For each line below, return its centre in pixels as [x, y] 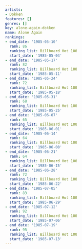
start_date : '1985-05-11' [36, 74]
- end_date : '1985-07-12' [31, 207]
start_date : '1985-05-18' [36, 92]
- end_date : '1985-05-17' [31, 60]
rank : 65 [18, 120]
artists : [14, 10]
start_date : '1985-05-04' [36, 55]
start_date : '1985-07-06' [36, 221]
